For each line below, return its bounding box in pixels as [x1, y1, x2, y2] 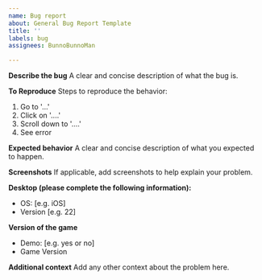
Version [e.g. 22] [19, 207, 77, 217]
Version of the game [8, 223, 78, 233]
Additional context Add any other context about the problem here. [8, 262, 230, 272]
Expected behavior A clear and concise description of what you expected [8, 143, 255, 153]
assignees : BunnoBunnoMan [8, 42, 95, 50]
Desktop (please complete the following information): [8, 183, 192, 193]
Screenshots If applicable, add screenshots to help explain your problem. [8, 167, 253, 177]
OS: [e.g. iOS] [19, 199, 66, 208]
